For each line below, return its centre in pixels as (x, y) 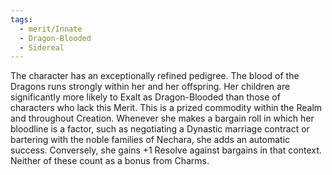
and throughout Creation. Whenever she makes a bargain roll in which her (162, 118)
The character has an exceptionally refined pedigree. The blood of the (155, 76)
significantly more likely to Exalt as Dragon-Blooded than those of (145, 97)
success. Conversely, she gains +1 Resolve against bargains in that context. (166, 150)
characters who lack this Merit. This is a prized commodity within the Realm (166, 108)
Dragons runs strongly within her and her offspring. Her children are (150, 87)
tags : (21, 19)
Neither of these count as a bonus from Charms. (110, 161)
